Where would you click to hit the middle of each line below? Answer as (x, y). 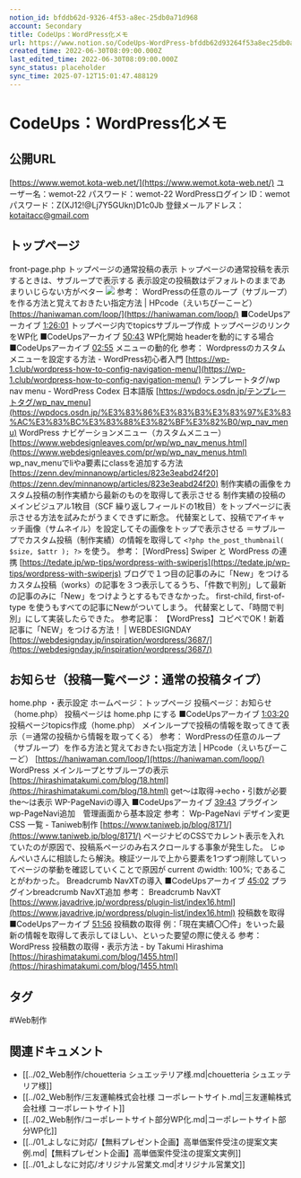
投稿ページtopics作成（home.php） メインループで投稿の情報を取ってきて (146, 725)
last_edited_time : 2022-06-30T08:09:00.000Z (94, 59)
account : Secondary (46, 26)
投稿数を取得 (261, 913)
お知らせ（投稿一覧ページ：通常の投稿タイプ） (139, 679)
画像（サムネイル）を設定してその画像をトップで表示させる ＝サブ (147, 528)
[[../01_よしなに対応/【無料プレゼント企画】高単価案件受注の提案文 (146, 1142)
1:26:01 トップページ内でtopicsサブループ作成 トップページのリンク (167, 325)
